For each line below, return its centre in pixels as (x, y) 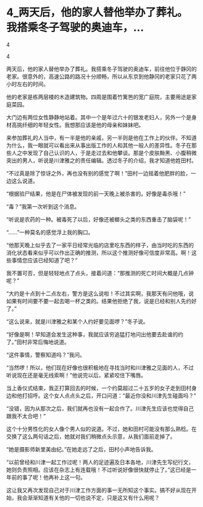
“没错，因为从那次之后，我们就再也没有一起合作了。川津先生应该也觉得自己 (100, 408)
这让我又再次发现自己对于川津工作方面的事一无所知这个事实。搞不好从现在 (99, 490)
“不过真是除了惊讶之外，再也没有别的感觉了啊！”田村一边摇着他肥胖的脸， (99, 173)
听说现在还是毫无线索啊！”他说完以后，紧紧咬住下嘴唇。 (76, 375)
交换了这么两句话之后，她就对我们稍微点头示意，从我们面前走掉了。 (91, 436)
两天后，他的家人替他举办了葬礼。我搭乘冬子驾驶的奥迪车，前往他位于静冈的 (101, 69)
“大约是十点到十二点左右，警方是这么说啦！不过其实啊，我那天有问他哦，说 (100, 293)
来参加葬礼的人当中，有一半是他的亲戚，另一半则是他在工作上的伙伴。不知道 (101, 137)
